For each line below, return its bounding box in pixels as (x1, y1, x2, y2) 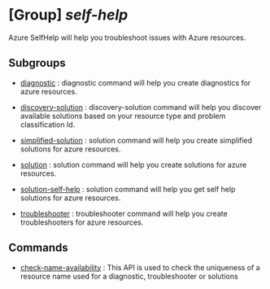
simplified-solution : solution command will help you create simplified (20, 135, 253, 145)
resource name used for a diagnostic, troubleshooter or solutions (20, 271, 238, 281)
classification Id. (20, 120, 76, 129)
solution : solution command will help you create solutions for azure (20, 160, 247, 169)
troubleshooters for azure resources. (20, 217, 144, 227)
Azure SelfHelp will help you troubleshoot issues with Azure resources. (8, 33, 246, 42)
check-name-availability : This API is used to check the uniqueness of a (20, 262, 260, 272)
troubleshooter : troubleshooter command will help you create (20, 208, 228, 218)
